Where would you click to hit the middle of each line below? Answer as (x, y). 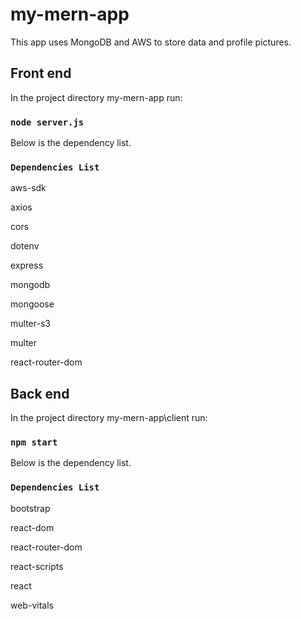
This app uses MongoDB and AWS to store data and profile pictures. (151, 42)
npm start (34, 442)
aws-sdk (28, 188)
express (27, 265)
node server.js (47, 122)
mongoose (32, 304)
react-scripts (37, 566)
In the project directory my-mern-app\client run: (109, 418)
